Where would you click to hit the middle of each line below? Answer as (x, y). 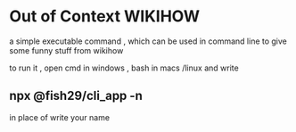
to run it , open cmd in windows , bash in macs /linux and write (124, 68)
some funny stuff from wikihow (66, 50)
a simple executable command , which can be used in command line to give (148, 41)
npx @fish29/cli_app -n (76, 96)
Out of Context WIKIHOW (105, 16)
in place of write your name (59, 117)
